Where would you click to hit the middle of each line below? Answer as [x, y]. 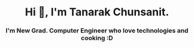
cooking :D [97, 38]
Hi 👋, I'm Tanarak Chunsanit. [97, 12]
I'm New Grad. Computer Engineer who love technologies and [97, 31]
